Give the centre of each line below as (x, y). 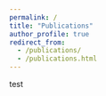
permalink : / (33, 17)
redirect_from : (37, 42)
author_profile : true (49, 34)
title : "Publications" (51, 26)
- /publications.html (57, 59)
